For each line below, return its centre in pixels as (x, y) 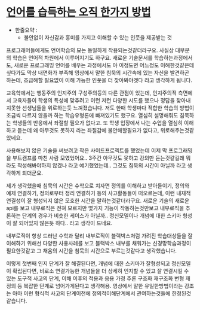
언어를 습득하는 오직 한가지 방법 (79, 12)
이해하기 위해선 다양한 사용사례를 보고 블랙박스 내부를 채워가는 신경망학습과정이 (99, 243)
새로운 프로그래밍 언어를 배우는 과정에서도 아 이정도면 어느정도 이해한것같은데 (104, 65)
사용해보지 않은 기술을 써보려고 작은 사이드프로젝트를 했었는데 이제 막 (87, 150)
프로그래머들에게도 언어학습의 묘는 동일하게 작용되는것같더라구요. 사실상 (90, 50)
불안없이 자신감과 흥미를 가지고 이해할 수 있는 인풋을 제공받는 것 (98, 37)
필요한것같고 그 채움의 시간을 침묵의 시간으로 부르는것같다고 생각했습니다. (92, 250)
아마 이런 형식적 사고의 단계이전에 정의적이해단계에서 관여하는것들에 (91, 293)
